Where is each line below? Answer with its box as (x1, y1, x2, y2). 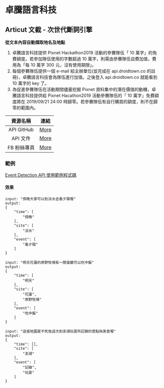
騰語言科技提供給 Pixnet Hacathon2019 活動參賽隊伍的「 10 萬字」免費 (12, 92, 155, 98)
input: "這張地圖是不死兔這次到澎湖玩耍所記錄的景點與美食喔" (5, 329, 116, 334)
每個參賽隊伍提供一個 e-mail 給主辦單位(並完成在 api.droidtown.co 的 (12, 68, 151, 74)
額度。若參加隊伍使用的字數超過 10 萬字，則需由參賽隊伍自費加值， (16, 56, 153, 62)
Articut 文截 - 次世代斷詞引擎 (5, 25, 93, 34)
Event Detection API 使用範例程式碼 (5, 172, 77, 178)
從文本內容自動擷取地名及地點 (5, 40, 65, 45)
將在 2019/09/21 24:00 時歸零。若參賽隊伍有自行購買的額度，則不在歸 (16, 99, 158, 104)
